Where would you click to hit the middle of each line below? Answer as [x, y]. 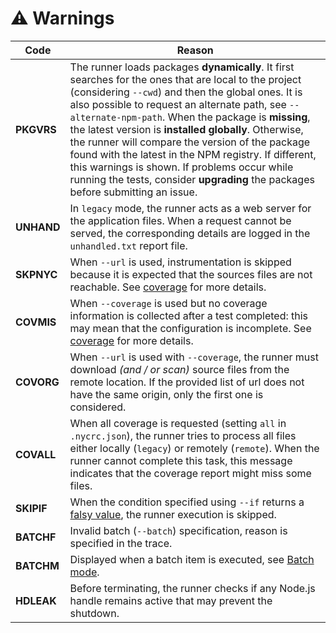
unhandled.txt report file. [128, 245]
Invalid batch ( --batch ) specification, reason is [178, 530]
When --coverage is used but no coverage [168, 303]
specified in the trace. [121, 543]
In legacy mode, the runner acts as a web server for [190, 208]
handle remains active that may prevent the [171, 600]
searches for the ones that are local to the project [185, 79]
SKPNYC [36, 274]
